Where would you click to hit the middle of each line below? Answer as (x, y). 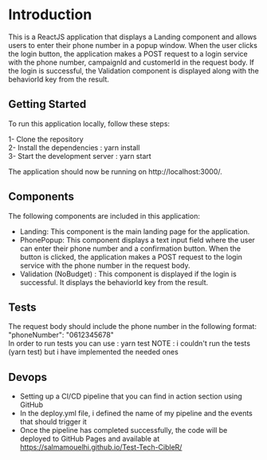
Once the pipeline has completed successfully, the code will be (124, 430)
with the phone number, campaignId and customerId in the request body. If (132, 62)
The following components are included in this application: (104, 216)
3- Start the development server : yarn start (80, 156)
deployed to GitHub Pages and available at (90, 439)
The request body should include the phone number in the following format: (133, 327)
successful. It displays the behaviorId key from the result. (114, 282)
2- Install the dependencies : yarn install (74, 147)
